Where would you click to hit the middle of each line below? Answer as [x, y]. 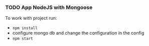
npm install [25, 28]
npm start [23, 39]
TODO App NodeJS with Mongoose [49, 7]
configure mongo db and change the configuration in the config [78, 33]
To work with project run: [31, 18]
